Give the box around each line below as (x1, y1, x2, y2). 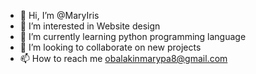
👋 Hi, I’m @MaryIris (19, 10, 100, 21)
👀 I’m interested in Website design (19, 20, 161, 32)
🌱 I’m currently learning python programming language (19, 31, 247, 42)
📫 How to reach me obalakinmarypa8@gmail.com (19, 53, 228, 64)
